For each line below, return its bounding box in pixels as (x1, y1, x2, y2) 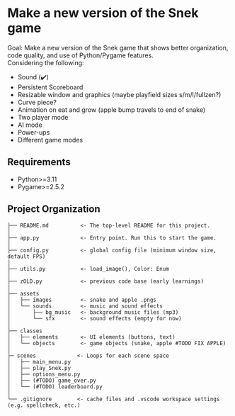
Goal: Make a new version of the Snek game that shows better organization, (7, 43, 229, 52)
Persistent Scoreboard (17, 83, 84, 91)
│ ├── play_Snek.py (7, 364, 71, 371)
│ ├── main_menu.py (7, 358, 71, 366)
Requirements (7, 156, 71, 168)
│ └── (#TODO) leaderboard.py (7, 383, 103, 390)
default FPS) (7, 253, 46, 260)
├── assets (7, 290, 40, 297)
